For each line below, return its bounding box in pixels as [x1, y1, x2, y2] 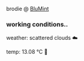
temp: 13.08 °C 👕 [6, 48, 48, 56]
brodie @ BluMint [6, 5, 49, 12]
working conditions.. [6, 20, 68, 28]
